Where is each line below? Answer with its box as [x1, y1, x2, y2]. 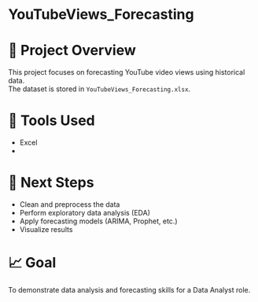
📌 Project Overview [8, 42, 136, 60]
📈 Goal [8, 254, 57, 272]
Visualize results [19, 225, 73, 234]
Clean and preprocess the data [19, 200, 120, 209]
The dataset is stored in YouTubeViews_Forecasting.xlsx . [8, 84, 191, 94]
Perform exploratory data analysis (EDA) [19, 208, 151, 217]
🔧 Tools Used [8, 112, 96, 130]
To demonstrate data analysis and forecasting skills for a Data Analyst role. [8, 285, 251, 294]
